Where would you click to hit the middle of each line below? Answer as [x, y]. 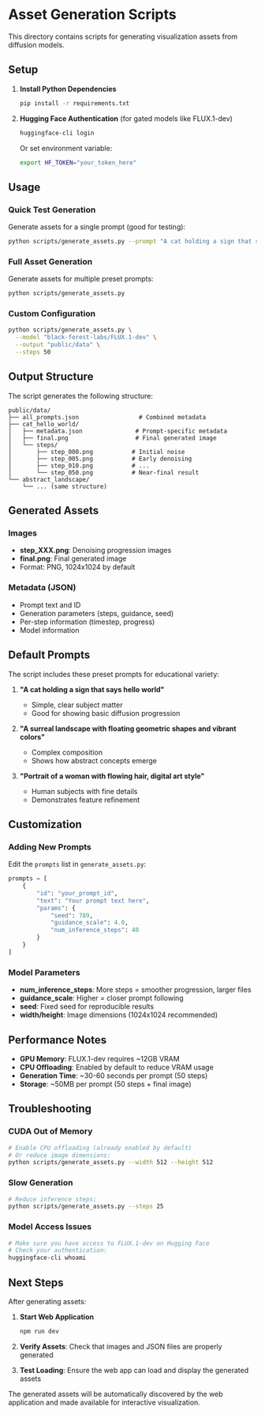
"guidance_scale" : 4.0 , [89, 923]
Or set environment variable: [66, 148]
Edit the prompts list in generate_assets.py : [77, 865]
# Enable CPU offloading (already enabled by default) [100, 1148]
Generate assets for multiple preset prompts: [81, 279]
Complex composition [67, 752]
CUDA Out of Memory [50, 1131]
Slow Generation [41, 1182]
